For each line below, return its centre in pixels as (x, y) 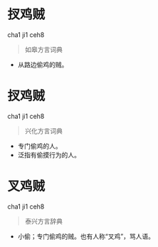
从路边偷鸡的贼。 (43, 64)
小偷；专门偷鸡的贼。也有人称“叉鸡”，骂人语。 (86, 236)
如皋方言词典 (43, 49)
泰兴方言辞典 (43, 221)
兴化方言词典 (43, 131)
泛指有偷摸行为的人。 (49, 154)
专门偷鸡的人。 (39, 146)
